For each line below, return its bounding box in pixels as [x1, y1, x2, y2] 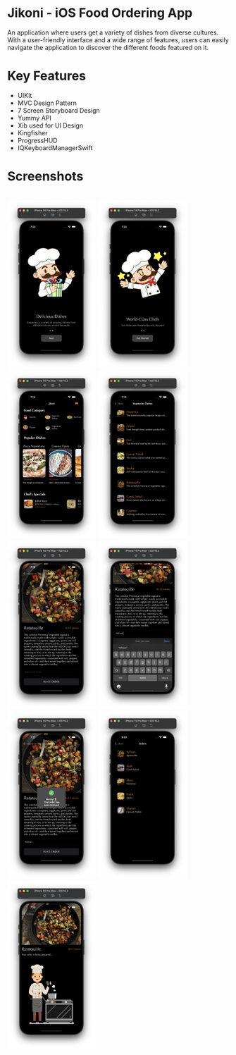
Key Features [7, 68, 87, 84]
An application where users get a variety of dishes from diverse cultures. [7, 28, 219, 37]
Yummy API [17, 113, 51, 122]
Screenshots [7, 168, 84, 185]
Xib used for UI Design [17, 121, 83, 130]
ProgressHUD [17, 136, 58, 144]
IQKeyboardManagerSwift [17, 143, 93, 152]
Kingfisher [17, 128, 48, 137]
